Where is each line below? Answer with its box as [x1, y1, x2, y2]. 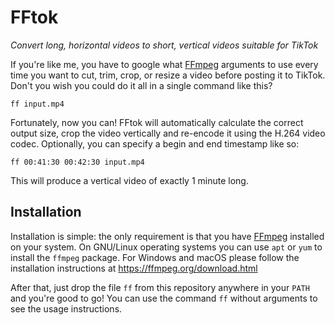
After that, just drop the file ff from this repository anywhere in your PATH [10, 281, 310, 293]
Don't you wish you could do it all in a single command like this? [10, 79, 273, 91]
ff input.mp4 [10, 99, 65, 109]
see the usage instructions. [10, 302, 123, 315]
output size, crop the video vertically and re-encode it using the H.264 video [10, 127, 326, 139]
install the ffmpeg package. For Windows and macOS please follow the [10, 251, 300, 263]
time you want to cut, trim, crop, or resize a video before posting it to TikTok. [10, 69, 326, 81]
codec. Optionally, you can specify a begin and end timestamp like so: [10, 137, 300, 150]
